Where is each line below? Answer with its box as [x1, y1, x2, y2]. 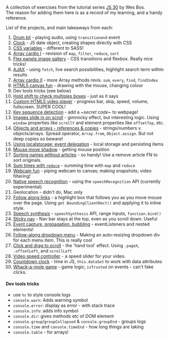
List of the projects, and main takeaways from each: [6, 25, 114, 31]
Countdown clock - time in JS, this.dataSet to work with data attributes [13, 259, 162, 264]
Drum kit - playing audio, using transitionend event [13, 35, 120, 40]
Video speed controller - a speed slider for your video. [13, 253, 126, 259]
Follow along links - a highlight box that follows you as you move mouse [13, 194, 162, 200]
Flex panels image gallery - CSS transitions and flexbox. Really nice [13, 56, 153, 62]
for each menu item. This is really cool [13, 237, 93, 243]
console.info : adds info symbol [13, 308, 78, 314]
